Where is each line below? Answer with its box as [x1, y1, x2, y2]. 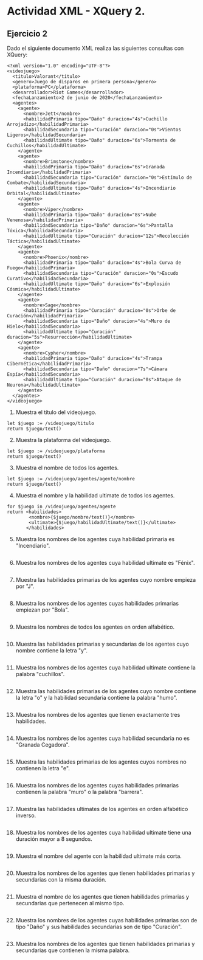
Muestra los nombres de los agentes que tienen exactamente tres [15, 711, 181, 718]
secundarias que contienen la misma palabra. [15, 947, 130, 954]
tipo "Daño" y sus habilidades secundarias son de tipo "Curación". [15, 923, 182, 930]
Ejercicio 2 [7, 29, 48, 39]
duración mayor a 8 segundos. [15, 835, 93, 843]
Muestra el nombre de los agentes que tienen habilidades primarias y [15, 893, 190, 900]
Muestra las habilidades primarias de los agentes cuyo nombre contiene [15, 688, 197, 694]
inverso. [15, 812, 36, 819]
